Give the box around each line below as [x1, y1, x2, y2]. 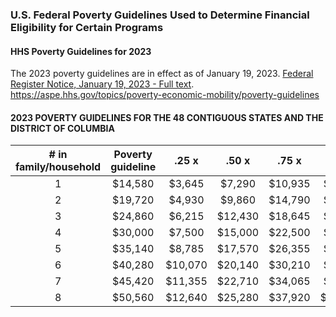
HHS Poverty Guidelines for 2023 [10, 45, 152, 57]
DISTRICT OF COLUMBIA [10, 122, 115, 134]
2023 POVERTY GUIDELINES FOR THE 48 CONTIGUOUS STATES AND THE [10, 111, 324, 123]
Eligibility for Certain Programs [10, 20, 164, 34]
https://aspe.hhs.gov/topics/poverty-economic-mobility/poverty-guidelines [10, 89, 320, 101]
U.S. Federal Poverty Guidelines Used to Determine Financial [10, 8, 310, 22]
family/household [15, 160, 102, 174]
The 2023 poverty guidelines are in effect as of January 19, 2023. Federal [10, 68, 314, 80]
